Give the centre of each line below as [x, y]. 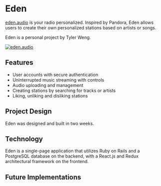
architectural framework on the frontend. [47, 162]
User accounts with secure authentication [55, 75]
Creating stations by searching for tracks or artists [64, 91]
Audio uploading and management [48, 85]
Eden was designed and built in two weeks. [50, 123]
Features [19, 63]
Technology [24, 139]
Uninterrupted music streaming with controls [58, 80]
